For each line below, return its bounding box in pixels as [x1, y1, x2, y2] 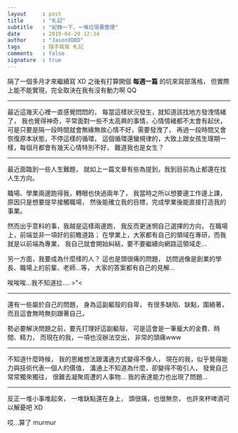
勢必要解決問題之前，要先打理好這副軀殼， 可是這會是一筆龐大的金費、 [7, 324, 214, 332]
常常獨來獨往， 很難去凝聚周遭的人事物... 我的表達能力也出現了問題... [7, 372, 208, 380]
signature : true [7, 57, 62, 64]
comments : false [7, 50, 65, 57]
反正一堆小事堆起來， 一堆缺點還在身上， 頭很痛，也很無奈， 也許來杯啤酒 [7, 394, 224, 402]
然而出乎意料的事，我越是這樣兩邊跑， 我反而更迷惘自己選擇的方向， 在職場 [7, 221, 228, 230]
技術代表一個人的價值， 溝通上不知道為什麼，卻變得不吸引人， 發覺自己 [19, 363, 228, 372]
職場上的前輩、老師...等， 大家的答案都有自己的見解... [19, 263, 176, 272]
